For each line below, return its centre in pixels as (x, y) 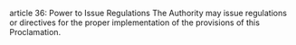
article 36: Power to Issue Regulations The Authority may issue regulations (148, 13)
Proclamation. (35, 32)
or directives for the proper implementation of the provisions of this (135, 22)
